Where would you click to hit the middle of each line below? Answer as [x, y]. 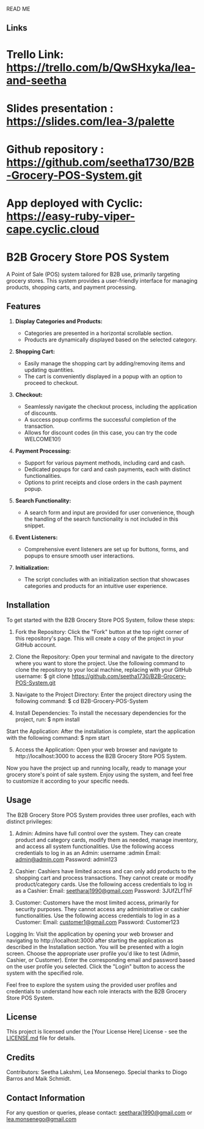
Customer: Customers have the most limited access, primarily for [97, 903]
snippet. [35, 525]
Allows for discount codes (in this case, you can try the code [100, 432]
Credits [21, 1057]
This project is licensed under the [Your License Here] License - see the [97, 1032]
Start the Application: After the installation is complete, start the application [101, 731]
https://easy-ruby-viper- [71, 216]
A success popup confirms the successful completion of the [100, 419]
